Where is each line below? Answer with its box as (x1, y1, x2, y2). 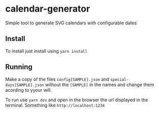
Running (5, 63, 33, 71)
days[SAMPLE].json (5, 82, 44, 88)
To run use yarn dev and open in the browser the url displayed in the (5, 97, 148, 103)
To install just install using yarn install (5, 48, 88, 54)
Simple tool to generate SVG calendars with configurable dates (5, 20, 137, 26)
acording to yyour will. (5, 87, 52, 93)
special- (110, 77, 129, 82)
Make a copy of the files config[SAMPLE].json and (5, 76, 109, 82)
